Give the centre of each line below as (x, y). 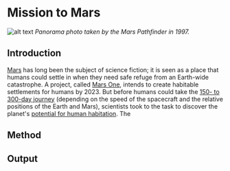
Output (22, 158)
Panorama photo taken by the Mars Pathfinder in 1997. (112, 32)
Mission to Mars (54, 13)
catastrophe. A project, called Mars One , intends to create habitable (103, 84)
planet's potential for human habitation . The (69, 113)
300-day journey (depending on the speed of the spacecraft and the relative (115, 99)
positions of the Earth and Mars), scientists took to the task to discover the (113, 106)
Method (24, 135)
